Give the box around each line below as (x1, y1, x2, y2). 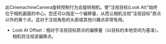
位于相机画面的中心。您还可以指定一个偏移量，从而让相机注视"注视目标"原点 (5, 10, 162, 16)
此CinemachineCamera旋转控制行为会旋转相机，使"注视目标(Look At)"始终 (5, 4, 158, 10)
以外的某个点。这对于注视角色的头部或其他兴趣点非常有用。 (5, 17, 127, 22)
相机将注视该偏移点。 (12, 34, 56, 39)
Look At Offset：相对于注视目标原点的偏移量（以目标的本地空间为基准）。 (12, 27, 162, 33)
